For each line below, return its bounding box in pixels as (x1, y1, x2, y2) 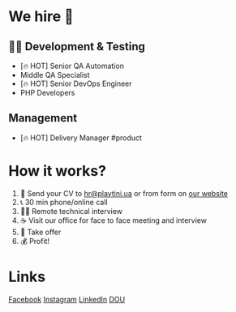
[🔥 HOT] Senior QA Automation (19, 61, 124, 71)
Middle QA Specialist (19, 71, 91, 79)
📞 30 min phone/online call (19, 197, 108, 207)
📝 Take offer (19, 227, 62, 237)
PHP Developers (19, 88, 75, 97)
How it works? (8, 162, 107, 180)
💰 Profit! (19, 236, 50, 246)
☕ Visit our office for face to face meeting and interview (19, 215, 207, 225)
